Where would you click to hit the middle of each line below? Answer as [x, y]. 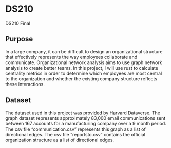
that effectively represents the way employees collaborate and [71, 57]
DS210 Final [18, 23]
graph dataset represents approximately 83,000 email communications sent [85, 118]
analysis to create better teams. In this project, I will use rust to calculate [82, 68]
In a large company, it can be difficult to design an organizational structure [84, 51]
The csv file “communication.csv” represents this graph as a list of [76, 129]
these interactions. [25, 84]
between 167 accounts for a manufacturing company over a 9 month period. [86, 123]
